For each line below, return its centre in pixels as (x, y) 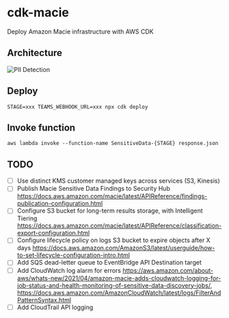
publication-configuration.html (60, 204)
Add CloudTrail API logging (55, 307)
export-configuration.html (53, 233)
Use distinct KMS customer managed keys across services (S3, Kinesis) (118, 181)
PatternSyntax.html (44, 300)
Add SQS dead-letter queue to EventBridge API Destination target (109, 263)
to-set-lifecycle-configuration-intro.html (73, 255)
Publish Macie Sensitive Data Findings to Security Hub (94, 189)
